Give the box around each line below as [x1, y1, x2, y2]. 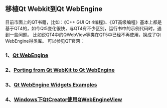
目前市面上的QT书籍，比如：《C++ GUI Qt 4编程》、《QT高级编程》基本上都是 [5, 19, 162, 25]
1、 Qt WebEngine [5, 52, 49, 59]
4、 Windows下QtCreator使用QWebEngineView [5, 96, 122, 103]
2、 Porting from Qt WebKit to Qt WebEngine [5, 66, 115, 73]
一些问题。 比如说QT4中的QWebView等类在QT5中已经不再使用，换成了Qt [9, 32, 161, 38]
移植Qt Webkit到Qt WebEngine [5, 5, 103, 14]
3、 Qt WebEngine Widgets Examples [5, 81, 97, 88]
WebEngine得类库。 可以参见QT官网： [5, 38, 85, 44]
